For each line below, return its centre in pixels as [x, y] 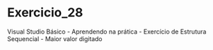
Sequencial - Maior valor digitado [55, 38]
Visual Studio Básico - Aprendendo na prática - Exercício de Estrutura [107, 32]
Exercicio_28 [45, 13]
